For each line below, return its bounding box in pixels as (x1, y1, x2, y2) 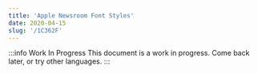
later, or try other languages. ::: (8, 56, 111, 66)
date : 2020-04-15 (8, 19, 67, 27)
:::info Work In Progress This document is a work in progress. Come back (8, 49, 250, 58)
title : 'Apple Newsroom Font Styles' (8, 11, 135, 20)
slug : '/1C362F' (8, 26, 62, 34)
